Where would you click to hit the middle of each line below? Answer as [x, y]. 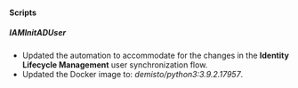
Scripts [23, 12]
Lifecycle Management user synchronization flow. [115, 64]
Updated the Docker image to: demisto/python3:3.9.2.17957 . [133, 74]
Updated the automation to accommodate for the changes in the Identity [155, 55]
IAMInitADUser [38, 33]
